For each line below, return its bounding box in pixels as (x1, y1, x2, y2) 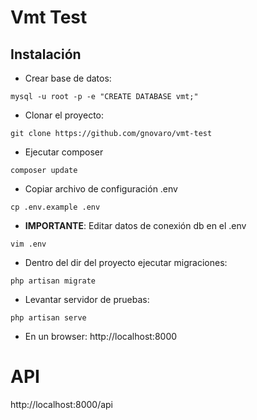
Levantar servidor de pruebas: (24, 294, 150, 305)
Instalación (10, 46, 82, 63)
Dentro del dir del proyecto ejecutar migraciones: (24, 257, 228, 268)
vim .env (10, 239, 47, 249)
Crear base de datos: (24, 72, 112, 84)
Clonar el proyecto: (24, 109, 104, 121)
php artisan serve (10, 313, 87, 323)
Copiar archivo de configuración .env (24, 183, 178, 195)
